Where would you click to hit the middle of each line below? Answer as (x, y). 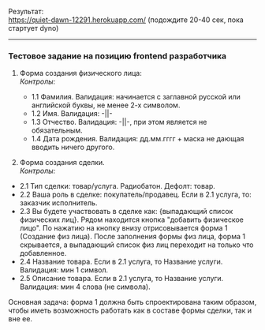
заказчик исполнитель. (58, 203)
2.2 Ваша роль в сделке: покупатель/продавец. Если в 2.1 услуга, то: (136, 195)
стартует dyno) (34, 28)
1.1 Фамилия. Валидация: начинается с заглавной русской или (136, 97)
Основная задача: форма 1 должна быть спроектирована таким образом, (132, 302)
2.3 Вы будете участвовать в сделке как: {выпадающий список (126, 212)
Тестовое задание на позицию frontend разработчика (118, 56)
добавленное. (43, 253)
